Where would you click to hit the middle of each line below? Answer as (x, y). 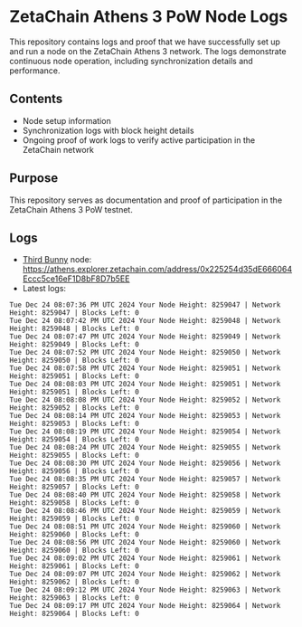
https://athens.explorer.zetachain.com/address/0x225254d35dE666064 (157, 270)
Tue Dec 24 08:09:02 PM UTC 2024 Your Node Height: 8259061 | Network (145, 558)
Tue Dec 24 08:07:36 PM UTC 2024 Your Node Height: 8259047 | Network (145, 305)
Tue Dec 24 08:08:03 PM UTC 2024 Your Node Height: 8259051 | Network (145, 385)
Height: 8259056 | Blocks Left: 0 (75, 471)
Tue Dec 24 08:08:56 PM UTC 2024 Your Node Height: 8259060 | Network (145, 543)
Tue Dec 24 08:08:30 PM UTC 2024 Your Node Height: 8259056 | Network (145, 463)
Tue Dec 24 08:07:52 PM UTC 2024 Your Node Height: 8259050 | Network (145, 353)
